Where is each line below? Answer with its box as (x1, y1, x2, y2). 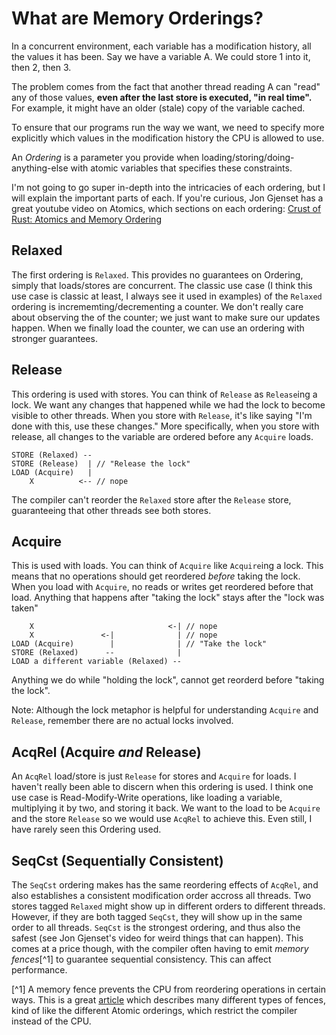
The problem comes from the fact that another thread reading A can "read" (11, 80, 321, 92)
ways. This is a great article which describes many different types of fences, (11, 994, 326, 1006)
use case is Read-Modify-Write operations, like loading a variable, (11, 792, 283, 804)
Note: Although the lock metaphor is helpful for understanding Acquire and (11, 704, 319, 716)
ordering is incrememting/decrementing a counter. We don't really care (11, 300, 304, 312)
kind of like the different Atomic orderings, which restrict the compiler (11, 1005, 298, 1016)
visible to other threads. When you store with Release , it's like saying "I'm (11, 409, 313, 421)
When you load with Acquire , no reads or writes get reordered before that (11, 581, 314, 593)
